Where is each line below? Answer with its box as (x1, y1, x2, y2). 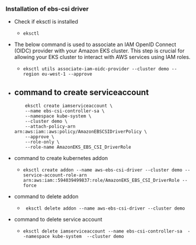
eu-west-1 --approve (41, 71, 92, 77)
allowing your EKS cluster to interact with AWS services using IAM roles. (14, 54, 191, 61)
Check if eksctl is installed (14, 18, 78, 25)
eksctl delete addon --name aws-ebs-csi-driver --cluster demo (25, 205, 185, 211)
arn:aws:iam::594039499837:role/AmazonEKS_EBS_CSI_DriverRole (23, 178, 180, 184)
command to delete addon (14, 193, 79, 200)
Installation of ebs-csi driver (5, 5, 89, 13)
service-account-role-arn (23, 172, 87, 178)
